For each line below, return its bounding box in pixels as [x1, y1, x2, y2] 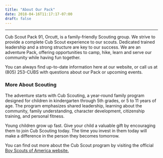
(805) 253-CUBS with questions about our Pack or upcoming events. [5, 69, 143, 75]
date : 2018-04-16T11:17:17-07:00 [5, 12, 73, 17]
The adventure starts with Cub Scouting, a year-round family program [5, 92, 145, 98]
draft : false [5, 16, 32, 21]
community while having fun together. [5, 54, 81, 61]
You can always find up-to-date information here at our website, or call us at [5, 64, 158, 70]
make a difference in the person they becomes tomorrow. [5, 133, 120, 139]
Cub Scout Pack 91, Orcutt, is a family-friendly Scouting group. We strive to [5, 34, 156, 40]
